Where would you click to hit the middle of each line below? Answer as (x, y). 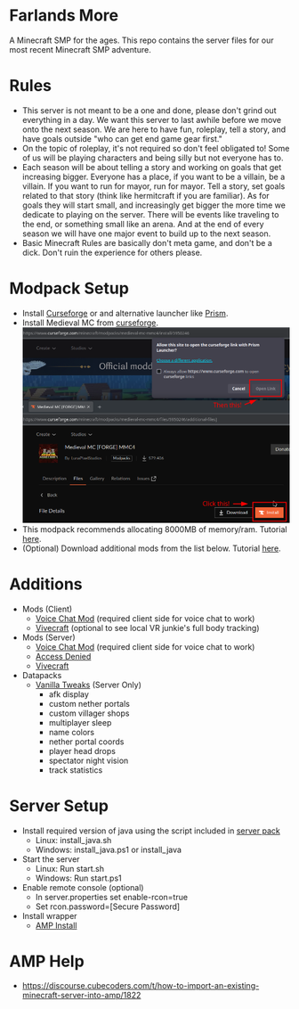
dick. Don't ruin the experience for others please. (112, 252)
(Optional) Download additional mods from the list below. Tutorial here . (152, 548)
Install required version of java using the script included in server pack (151, 831)
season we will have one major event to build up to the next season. (146, 234)
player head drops (82, 751)
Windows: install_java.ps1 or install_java (109, 849)
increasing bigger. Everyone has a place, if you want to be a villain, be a (154, 176)
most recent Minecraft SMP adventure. (80, 49)
